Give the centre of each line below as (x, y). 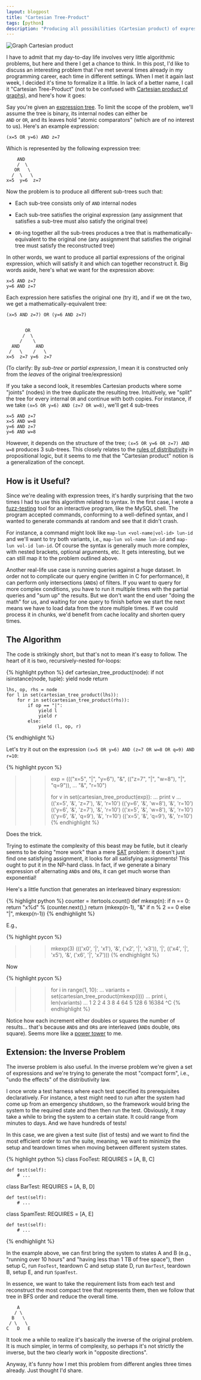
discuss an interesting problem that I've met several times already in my (95, 70)
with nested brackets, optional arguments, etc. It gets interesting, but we (95, 552)
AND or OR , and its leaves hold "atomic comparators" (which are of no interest (100, 120)
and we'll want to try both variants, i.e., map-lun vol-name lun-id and (91, 539)
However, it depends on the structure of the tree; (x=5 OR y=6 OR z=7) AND (98, 443)
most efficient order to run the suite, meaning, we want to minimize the (93, 1141)
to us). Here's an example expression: (53, 126)
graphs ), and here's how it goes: (46, 95)
